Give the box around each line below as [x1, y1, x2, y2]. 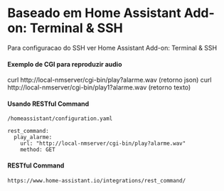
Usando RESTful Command [7, 99, 90, 108]
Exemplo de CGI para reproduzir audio [7, 60, 122, 68]
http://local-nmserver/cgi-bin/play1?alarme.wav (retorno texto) [7, 83, 191, 92]
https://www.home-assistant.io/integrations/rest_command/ [7, 177, 186, 184]
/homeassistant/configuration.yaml [7, 115, 113, 122]
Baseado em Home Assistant [7, 5, 181, 21]
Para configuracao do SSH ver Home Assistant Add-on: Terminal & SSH [7, 43, 218, 52]
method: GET [20, 146, 55, 153]
